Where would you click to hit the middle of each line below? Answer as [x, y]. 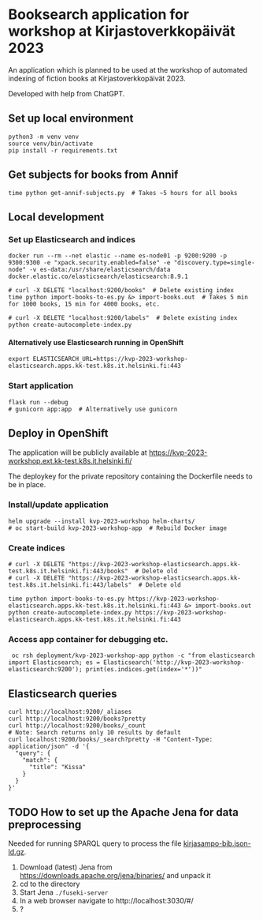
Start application [41, 386]
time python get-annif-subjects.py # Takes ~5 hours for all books [123, 193]
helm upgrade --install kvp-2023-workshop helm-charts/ [102, 521]
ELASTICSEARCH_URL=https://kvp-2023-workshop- [111, 359]
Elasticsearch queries [63, 694]
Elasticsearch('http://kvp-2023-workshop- [174, 663]
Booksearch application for [99, 15]
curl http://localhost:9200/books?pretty [77, 719]
